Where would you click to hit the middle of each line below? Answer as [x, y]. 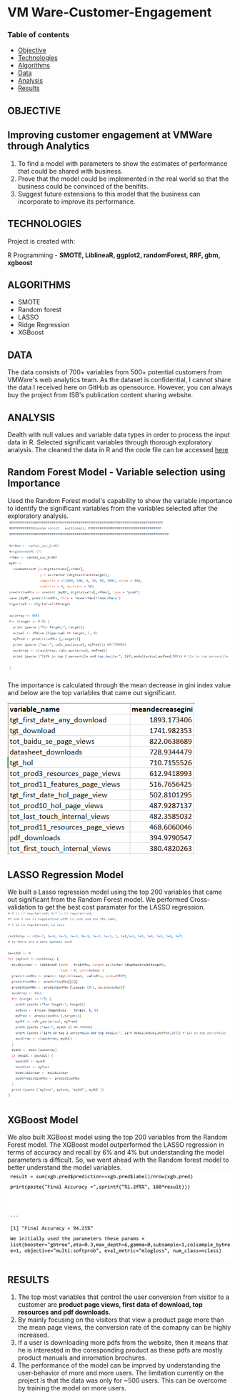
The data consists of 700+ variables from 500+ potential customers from [115, 372]
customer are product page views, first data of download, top [110, 1305]
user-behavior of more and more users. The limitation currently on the [121, 1373]
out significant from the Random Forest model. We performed [98, 899]
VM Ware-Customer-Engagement [110, 13]
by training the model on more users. [72, 1388]
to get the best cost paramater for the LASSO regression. [121, 907]
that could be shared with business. [70, 171]
